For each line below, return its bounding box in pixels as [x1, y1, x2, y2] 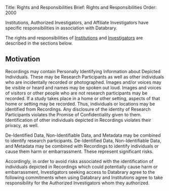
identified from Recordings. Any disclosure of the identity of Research [5, 106, 151, 112]
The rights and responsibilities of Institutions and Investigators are [5, 35, 143, 41]
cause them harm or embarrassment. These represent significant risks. [5, 148, 154, 154]
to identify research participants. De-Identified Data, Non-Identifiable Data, [5, 137, 161, 144]
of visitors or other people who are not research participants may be [5, 90, 148, 96]
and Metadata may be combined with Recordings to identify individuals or [5, 143, 159, 149]
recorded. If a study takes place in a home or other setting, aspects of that [5, 95, 160, 101]
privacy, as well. [5, 122, 39, 129]
